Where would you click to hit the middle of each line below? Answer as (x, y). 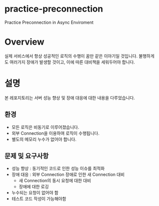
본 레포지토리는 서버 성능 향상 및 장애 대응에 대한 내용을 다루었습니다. (70, 97)
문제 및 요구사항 (27, 156)
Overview (24, 42)
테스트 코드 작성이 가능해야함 (39, 199)
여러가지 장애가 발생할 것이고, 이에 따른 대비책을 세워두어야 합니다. (72, 62)
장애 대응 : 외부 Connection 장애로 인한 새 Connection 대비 (68, 174)
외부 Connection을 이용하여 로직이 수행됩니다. (56, 133)
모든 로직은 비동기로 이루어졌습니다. (45, 127)
